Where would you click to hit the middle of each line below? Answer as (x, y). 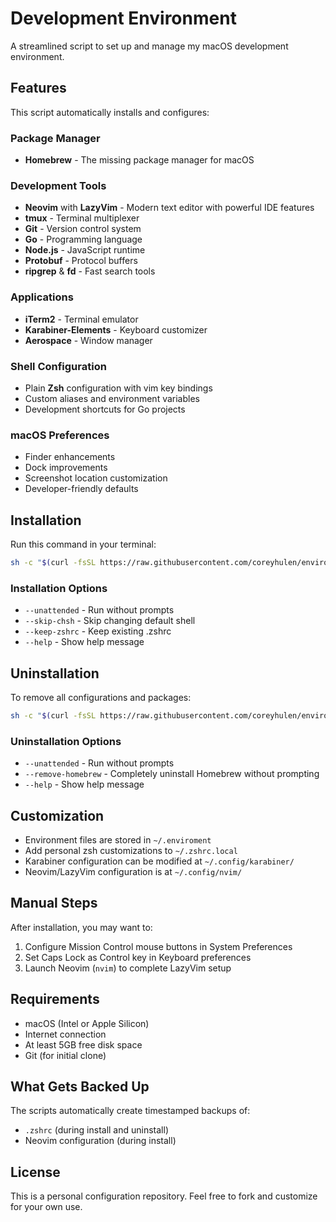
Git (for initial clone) (65, 1055)
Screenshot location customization (96, 478)
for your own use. (46, 1207)
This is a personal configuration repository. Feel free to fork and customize (164, 1196)
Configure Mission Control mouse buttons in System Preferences (158, 946)
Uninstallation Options (66, 741)
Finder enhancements (70, 457)
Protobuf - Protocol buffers (81, 261)
